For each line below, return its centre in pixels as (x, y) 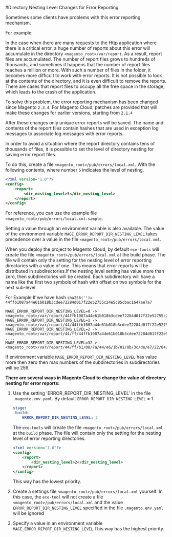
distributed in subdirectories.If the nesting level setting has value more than (85, 271)
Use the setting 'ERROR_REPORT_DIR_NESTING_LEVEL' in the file (82, 393)
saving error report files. (31, 154)
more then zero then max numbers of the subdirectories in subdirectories (83, 362)
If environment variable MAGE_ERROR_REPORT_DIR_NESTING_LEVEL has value (81, 357)
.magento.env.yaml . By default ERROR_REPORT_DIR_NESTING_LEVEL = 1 (83, 399)
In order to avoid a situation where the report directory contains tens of (80, 144)
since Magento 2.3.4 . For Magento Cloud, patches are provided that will (81, 107)
